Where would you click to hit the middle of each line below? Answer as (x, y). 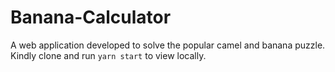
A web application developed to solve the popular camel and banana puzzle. (168, 45)
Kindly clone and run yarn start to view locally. (108, 55)
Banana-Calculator (91, 17)
